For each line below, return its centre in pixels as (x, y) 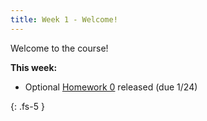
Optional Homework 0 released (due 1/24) (111, 87)
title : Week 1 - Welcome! (64, 19)
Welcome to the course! (59, 48)
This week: (34, 67)
